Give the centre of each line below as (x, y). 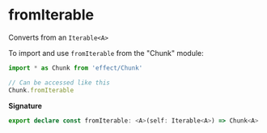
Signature (25, 105)
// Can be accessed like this (59, 83)
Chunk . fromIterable (41, 90)
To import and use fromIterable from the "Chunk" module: (106, 53)
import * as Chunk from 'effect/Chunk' (76, 68)
